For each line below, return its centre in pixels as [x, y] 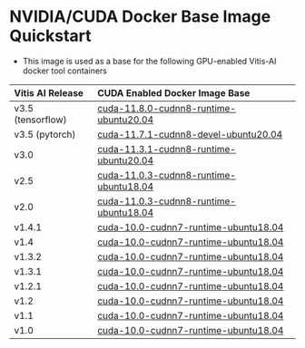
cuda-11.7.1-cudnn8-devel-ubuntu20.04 [190, 134]
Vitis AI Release [49, 92]
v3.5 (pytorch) [45, 134]
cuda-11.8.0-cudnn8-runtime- [166, 108]
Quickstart [51, 36]
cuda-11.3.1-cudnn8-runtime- [166, 149]
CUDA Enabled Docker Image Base [173, 92]
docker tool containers [64, 71]
